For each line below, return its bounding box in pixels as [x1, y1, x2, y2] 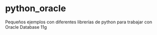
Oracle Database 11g [5, 24, 47, 30]
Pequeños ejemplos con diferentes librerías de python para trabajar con [5, 19, 153, 25]
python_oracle [5, 3, 66, 14]
